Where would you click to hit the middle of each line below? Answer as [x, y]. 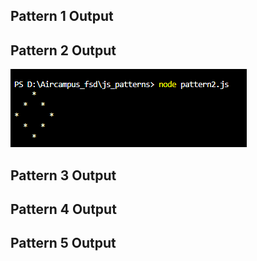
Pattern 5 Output [63, 243]
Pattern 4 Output [63, 209]
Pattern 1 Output [62, 16]
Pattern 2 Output [63, 50]
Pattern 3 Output [63, 175]
